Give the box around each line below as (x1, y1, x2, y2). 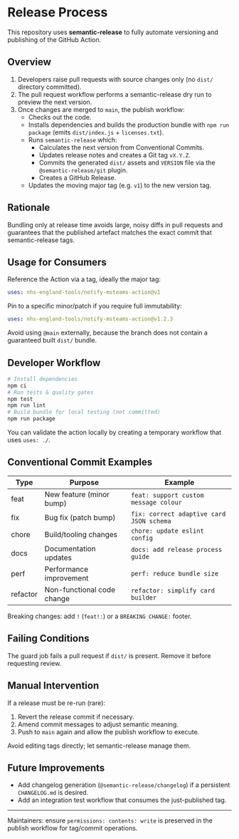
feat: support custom (130, 491, 204, 499)
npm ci (7, 382, 27, 389)
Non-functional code (44, 585, 116, 595)
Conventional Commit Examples (7, 457, 153, 469)
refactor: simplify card (130, 586, 216, 595)
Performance (44, 564, 89, 574)
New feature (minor (44, 489, 110, 499)
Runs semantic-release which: (28, 135, 117, 144)
